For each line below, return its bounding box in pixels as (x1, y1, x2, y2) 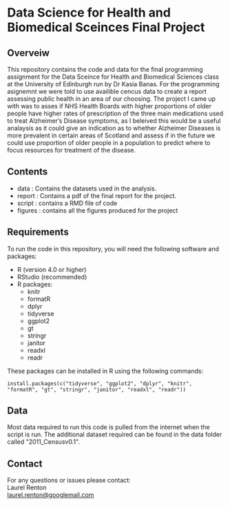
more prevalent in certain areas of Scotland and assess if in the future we (7, 131, 216, 139)
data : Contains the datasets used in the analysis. (17, 184, 157, 193)
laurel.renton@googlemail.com (7, 491, 94, 499)
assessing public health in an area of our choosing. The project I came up (7, 95, 216, 103)
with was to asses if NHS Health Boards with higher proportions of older (7, 102, 212, 110)
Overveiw (7, 47, 50, 59)
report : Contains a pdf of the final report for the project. (17, 191, 177, 200)
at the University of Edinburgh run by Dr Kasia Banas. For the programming (7, 80, 220, 88)
